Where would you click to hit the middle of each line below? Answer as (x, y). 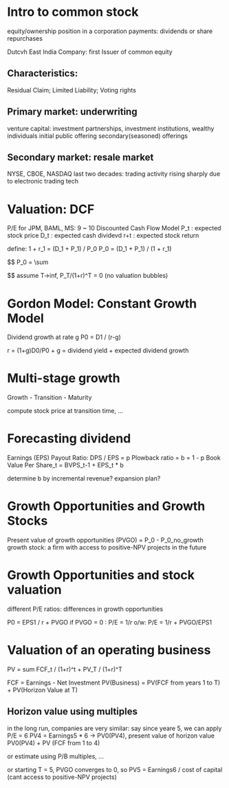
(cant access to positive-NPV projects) (62, 777)
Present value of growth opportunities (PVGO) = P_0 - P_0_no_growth (106, 540)
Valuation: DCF (51, 209)
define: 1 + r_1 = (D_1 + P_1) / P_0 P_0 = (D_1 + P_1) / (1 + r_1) (89, 249)
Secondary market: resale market (80, 157)
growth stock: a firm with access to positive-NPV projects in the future (107, 547)
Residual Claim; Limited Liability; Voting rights (72, 90)
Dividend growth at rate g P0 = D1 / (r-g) (64, 337)
